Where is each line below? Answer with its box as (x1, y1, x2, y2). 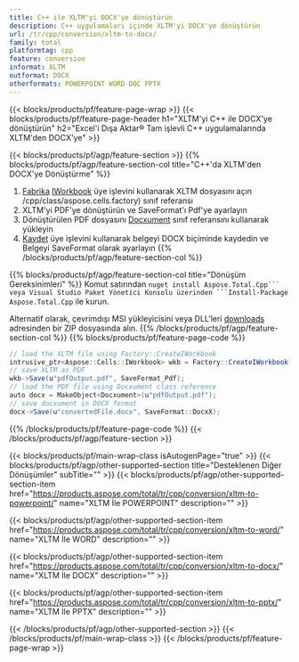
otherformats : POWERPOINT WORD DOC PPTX (9, 79, 162, 88)
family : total (9, 37, 62, 47)
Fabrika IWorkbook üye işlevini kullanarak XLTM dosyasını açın (21, 185, 252, 196)
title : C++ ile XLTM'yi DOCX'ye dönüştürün (9, 12, 174, 22)
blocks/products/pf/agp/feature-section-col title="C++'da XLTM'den (9, 159, 262, 169)
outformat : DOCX (9, 71, 69, 80)
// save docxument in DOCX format (9, 398, 138, 408)
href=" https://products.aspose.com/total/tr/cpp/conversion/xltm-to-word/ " (9, 524, 285, 535)
